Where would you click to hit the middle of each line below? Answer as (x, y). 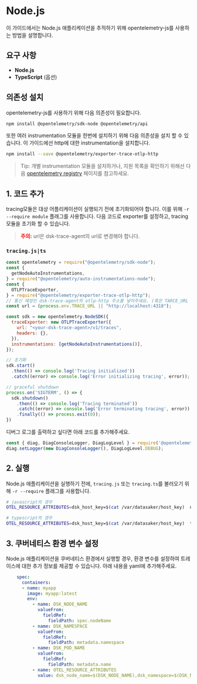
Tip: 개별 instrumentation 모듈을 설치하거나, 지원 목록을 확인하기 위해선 (102, 166)
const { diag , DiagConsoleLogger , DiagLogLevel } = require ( (82, 443)
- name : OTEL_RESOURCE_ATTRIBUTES (74, 670)
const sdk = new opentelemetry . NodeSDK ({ (57, 317)
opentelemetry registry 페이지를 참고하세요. (78, 173)
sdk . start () (21, 366)
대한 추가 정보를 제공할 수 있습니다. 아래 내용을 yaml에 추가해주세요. (99, 566)
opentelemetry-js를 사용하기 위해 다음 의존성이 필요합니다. (74, 112)
